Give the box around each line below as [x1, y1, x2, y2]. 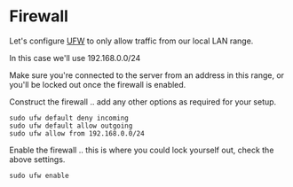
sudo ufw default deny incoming [9, 113, 129, 122]
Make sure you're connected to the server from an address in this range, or [9, 69, 285, 81]
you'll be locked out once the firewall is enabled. [9, 79, 186, 90]
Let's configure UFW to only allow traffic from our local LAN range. [9, 35, 254, 46]
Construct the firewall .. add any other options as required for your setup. [9, 96, 277, 107]
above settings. [9, 153, 66, 165]
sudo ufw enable [9, 171, 69, 180]
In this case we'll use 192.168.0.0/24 [9, 52, 141, 63]
